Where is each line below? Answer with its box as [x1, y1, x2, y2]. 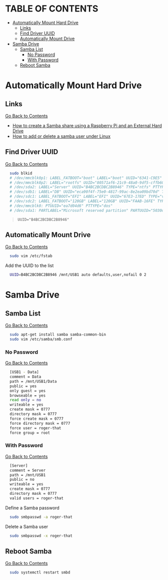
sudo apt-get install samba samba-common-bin [9, 332, 106, 337]
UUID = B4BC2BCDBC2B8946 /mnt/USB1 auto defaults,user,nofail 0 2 [9, 272, 146, 277]
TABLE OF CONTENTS [5, 3, 98, 15]
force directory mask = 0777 [9, 421, 70, 426]
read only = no [9, 398, 41, 403]
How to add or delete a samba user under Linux [12, 133, 111, 139]
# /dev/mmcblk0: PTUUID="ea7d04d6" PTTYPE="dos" [9, 203, 113, 208]
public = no [9, 477, 35, 482]
